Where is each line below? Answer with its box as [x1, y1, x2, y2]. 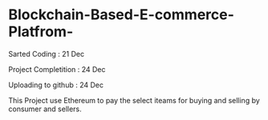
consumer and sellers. [8, 104, 82, 114]
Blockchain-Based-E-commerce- [8, 6, 235, 24]
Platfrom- [8, 22, 74, 41]
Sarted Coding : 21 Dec [8, 49, 85, 58]
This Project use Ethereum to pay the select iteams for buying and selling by [8, 95, 261, 105]
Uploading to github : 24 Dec [8, 80, 104, 90]
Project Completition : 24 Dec [8, 64, 106, 74]
